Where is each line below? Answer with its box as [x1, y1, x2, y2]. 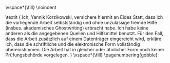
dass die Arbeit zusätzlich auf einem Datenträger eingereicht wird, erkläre [5, 36, 162, 42]
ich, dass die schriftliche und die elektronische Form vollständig [5, 41, 140, 47]
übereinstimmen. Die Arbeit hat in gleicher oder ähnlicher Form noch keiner [5, 47, 165, 52]
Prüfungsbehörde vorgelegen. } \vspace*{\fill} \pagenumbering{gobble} [5, 52, 158, 58]
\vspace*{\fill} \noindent [5, 5, 56, 10]
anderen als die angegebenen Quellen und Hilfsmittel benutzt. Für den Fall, [5, 30, 163, 36]
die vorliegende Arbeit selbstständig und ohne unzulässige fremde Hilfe [5, 20, 158, 25]
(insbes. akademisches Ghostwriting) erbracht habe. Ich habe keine [5, 25, 149, 31]
